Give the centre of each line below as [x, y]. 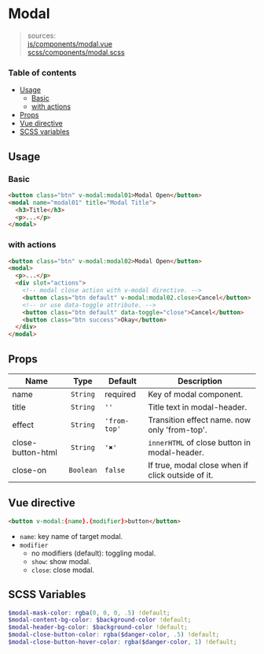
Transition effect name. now [200, 420]
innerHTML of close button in [200, 443]
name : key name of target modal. [71, 536]
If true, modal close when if [198, 466]
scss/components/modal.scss [76, 52]
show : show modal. [61, 561]
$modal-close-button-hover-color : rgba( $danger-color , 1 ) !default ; [123, 642]
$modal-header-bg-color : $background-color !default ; [98, 627]
